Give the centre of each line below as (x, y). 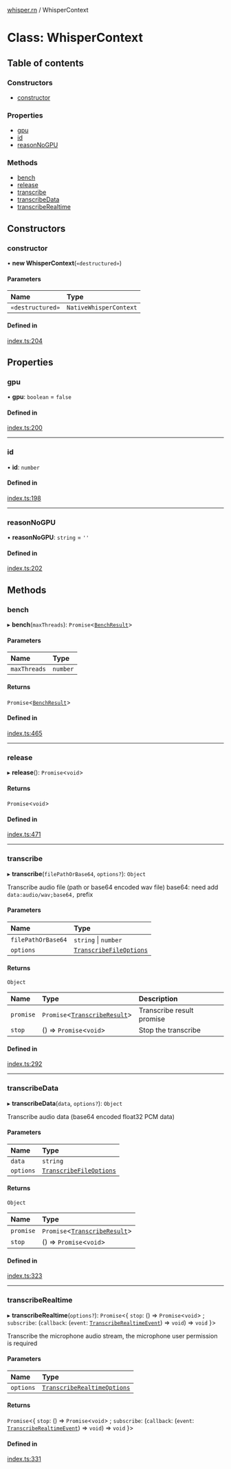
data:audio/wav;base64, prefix (50, 894)
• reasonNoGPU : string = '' (48, 537)
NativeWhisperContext (102, 308)
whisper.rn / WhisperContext (48, 10)
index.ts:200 (25, 428)
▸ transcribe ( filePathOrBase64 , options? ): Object (77, 873)
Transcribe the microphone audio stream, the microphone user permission (112, 1336)
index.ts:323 (25, 1276)
